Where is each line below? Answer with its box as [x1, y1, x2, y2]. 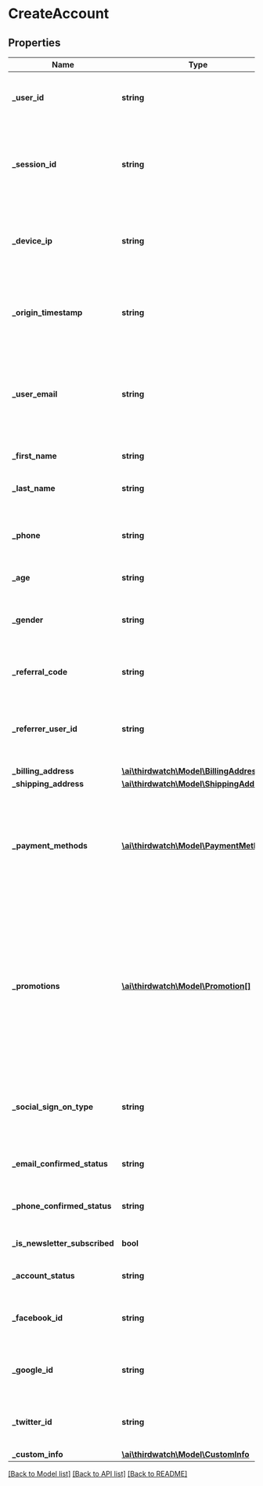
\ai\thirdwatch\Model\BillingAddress [121, 766, 261, 776]
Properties [8, 36, 61, 49]
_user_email [12, 389, 58, 399]
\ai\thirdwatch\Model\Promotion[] [121, 981, 251, 991]
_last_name [12, 483, 56, 493]
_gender [12, 614, 44, 625]
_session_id [12, 159, 57, 170]
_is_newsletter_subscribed [12, 1238, 115, 1249]
